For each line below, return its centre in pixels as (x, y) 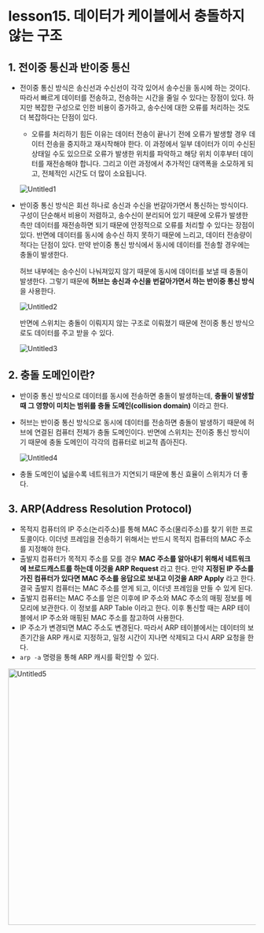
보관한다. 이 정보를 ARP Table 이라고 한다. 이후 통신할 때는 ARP (138, 608)
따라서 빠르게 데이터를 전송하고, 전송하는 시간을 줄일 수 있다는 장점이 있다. (132, 98)
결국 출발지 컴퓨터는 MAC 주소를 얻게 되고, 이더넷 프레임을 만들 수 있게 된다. (136, 588)
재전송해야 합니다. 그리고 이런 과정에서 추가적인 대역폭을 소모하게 (146, 163)
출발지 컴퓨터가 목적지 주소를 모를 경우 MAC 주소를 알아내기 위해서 (121, 558)
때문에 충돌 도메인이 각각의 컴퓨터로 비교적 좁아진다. (108, 442)
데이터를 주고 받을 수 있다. (74, 333)
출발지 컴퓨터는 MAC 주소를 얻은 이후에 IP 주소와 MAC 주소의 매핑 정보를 (131, 598)
